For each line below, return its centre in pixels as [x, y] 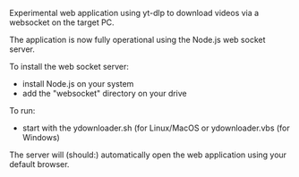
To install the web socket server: [69, 67]
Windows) [41, 137]
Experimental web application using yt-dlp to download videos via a [134, 13]
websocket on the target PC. [62, 22]
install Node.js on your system [78, 84]
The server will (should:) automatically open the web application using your [148, 155]
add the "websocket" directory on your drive [105, 93]
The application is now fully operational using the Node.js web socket [137, 40]
